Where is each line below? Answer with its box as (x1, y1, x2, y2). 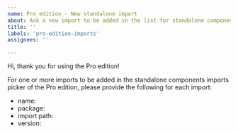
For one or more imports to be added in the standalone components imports (7, 75, 229, 84)
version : (17, 119, 42, 127)
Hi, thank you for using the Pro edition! (7, 62, 120, 70)
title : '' (7, 23, 37, 30)
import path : (17, 112, 54, 120)
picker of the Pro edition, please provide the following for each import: (7, 83, 212, 91)
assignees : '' (7, 37, 50, 44)
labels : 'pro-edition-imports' (7, 30, 100, 37)
